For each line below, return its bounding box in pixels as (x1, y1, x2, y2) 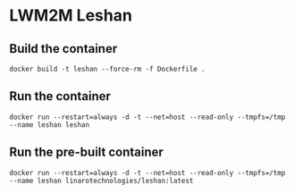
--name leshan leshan (9, 120, 90, 130)
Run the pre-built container (9, 145, 164, 160)
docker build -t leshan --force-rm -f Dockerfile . (9, 64, 206, 73)
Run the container (9, 89, 112, 104)
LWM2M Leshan (9, 5, 132, 26)
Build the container (9, 41, 118, 56)
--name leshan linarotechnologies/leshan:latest (9, 176, 194, 185)
